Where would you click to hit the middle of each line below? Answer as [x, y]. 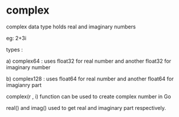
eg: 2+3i [16, 38]
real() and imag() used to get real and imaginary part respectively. [86, 108]
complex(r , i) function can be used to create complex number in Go [89, 96]
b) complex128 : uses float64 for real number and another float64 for [90, 79]
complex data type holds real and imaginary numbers [71, 27]
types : [14, 49]
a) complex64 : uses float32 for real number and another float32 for [89, 61]
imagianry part [24, 85]
